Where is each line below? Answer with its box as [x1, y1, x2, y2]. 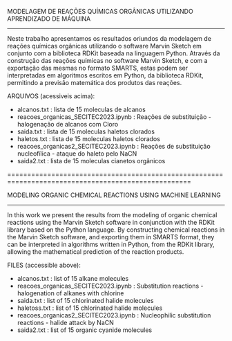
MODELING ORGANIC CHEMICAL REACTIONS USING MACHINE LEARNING [7, 191, 221, 199]
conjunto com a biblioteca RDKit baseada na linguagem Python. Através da [7, 49, 220, 57]
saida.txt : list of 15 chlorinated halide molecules [17, 297, 154, 304]
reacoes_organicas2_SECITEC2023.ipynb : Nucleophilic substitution [17, 311, 211, 319]
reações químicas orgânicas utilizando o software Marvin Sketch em [7, 42, 202, 50]
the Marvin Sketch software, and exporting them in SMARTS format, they [7, 233, 215, 241]
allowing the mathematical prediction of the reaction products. [7, 248, 184, 256]
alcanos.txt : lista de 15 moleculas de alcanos [17, 105, 146, 113]
